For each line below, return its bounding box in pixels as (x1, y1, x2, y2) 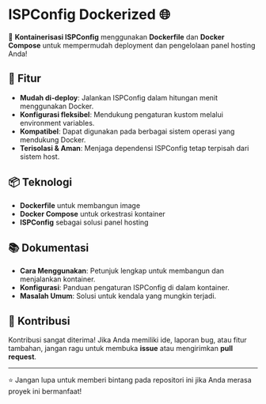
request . (8, 352, 37, 361)
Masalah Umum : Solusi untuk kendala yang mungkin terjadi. (19, 291, 217, 301)
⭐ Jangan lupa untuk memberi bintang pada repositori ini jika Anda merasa (8, 376, 252, 385)
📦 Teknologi (8, 176, 73, 189)
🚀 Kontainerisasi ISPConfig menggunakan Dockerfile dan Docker (8, 32, 225, 41)
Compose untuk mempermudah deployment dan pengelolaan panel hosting (8, 40, 256, 50)
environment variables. (19, 118, 95, 127)
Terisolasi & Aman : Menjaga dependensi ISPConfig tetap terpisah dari (19, 143, 249, 153)
